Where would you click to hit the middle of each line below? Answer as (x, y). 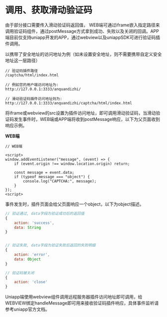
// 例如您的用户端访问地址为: (32, 85)
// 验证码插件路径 (22, 71)
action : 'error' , (32, 255)
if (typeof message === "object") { (52, 177)
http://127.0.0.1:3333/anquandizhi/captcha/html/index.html (69, 103)
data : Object (28, 259)
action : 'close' (31, 282)
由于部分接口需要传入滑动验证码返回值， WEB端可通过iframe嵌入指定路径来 (83, 25)
